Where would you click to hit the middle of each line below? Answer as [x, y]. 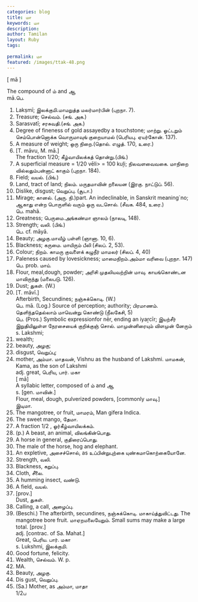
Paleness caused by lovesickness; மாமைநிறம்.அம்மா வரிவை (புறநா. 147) [104, 258]
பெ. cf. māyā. [32, 231]
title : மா [19, 17]
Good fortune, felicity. [42, 553]
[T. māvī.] [27, 292]
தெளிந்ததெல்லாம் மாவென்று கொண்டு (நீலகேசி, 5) [74, 312]
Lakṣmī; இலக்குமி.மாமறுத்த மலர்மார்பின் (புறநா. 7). [75, 110]
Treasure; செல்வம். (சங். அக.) [51, 116]
